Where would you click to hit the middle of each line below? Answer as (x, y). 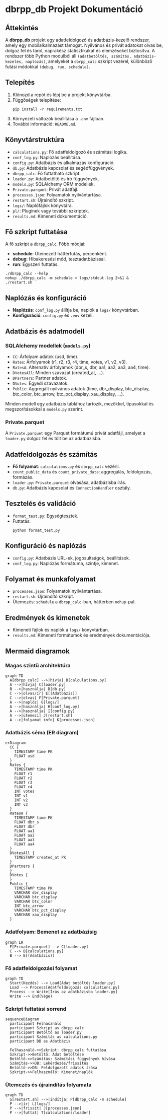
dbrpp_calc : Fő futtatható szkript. (47, 173)
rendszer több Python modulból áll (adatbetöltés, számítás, (68, 56)
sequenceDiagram (22, 1019)
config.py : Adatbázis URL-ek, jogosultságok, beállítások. (71, 558)
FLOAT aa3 (25, 840)
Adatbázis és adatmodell (45, 331)
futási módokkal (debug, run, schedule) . (48, 67)
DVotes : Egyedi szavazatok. (40, 383)
